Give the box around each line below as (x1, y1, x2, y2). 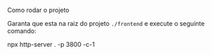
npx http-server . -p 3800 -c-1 (7, 40, 95, 48)
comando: (7, 27, 37, 35)
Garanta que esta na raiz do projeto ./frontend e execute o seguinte (7, 19, 205, 27)
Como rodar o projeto (7, 6, 70, 14)
